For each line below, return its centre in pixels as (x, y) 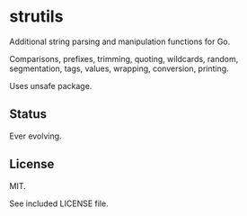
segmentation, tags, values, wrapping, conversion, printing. (119, 68)
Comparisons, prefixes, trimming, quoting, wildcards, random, (124, 58)
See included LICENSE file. (59, 203)
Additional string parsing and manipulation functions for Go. (120, 41)
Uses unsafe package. (51, 85)
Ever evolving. (35, 136)
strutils (36, 17)
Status (28, 114)
